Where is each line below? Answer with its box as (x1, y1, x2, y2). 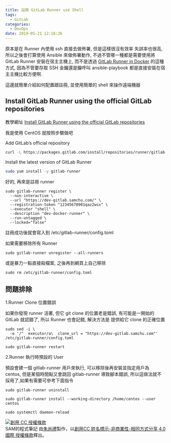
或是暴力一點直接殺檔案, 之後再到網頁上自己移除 (5, 260, 106, 266)
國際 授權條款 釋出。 (5, 432, 47, 438)
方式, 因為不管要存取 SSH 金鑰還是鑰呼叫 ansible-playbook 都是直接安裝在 (5, 65, 161, 71)
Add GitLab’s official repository (5, 140, 70, 146)
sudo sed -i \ (5, 327, 36, 332)
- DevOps (10, 26, 28, 31)
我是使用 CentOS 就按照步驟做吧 (5, 130, 73, 136)
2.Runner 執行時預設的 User (5, 354, 64, 360)
